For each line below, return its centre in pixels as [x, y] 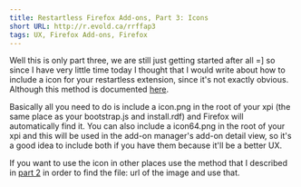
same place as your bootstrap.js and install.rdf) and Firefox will [126, 117]
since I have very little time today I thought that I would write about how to [147, 70]
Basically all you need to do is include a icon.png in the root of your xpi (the [150, 107]
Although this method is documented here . [89, 89]
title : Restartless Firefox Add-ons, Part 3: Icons [109, 18]
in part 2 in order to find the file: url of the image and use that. [125, 172]
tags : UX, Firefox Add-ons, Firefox [78, 34]
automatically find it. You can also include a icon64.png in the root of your [147, 126]
